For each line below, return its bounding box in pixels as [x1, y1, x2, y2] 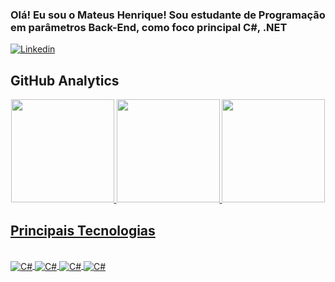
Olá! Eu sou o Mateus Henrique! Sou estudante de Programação [10, 8, 326, 22]
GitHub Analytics [10, 72, 120, 89]
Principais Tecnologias [10, 222, 156, 239]
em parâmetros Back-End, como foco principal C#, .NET [10, 20, 288, 34]
